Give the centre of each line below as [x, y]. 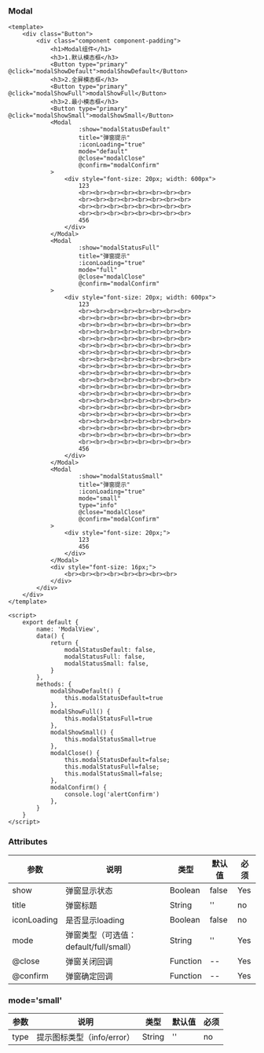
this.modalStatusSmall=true [110, 740]
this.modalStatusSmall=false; [114, 774]
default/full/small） [101, 947]
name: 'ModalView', [68, 630]
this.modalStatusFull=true [108, 719]
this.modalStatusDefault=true [114, 698]
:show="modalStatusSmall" [121, 477]
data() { [51, 636]
